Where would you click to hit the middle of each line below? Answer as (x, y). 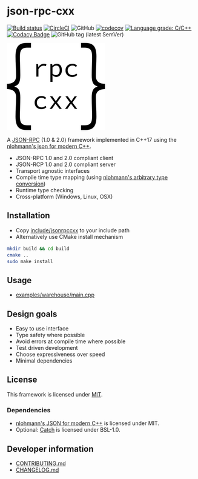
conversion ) (31, 184)
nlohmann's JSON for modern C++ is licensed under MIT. (87, 423)
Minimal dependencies (44, 361)
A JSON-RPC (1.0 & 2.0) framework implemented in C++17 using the (92, 139)
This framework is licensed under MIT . (55, 394)
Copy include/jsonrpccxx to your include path (72, 230)
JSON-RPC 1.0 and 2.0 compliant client (64, 158)
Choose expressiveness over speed (60, 354)
